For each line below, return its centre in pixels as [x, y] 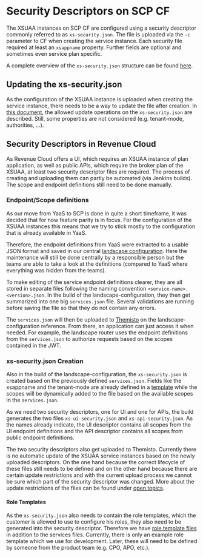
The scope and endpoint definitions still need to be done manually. [89, 184]
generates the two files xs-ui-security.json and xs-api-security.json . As [99, 418]
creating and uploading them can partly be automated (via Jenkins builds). [99, 178]
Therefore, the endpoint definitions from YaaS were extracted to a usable [98, 245]
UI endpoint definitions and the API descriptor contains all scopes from [95, 431]
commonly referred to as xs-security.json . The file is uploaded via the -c [98, 34]
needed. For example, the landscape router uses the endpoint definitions [97, 333]
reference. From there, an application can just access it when [117, 326]
